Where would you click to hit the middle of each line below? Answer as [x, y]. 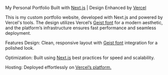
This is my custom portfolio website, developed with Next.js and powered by [84, 17]
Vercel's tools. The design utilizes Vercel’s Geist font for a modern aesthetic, [84, 23]
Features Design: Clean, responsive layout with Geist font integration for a [81, 43]
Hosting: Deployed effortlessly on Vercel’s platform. [58, 67]
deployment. [18, 33]
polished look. [20, 48]
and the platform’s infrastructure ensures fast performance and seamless [81, 28]
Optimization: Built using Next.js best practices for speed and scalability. [80, 58]
